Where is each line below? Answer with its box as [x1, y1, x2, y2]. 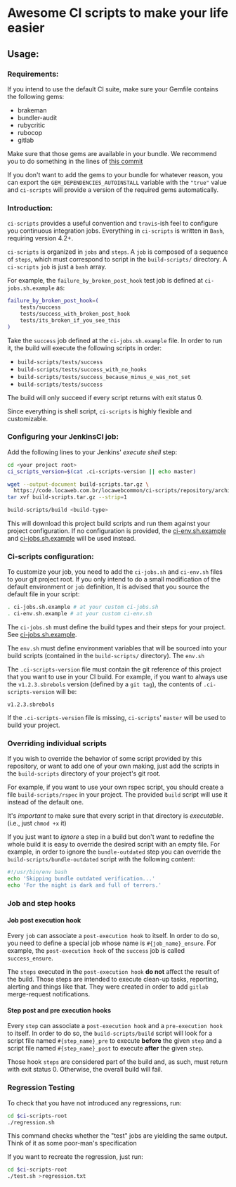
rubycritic [17, 121, 46, 129]
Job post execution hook [7, 916, 81, 924]
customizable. [7, 414, 48, 423]
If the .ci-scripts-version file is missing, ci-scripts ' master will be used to [7, 714, 226, 722]
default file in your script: [7, 590, 80, 598]
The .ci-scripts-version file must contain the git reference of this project [7, 665, 222, 674]
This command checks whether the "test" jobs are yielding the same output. [7, 1131, 228, 1140]
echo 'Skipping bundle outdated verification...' [7, 875, 156, 883]
